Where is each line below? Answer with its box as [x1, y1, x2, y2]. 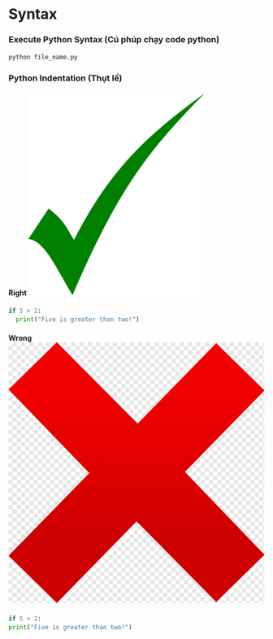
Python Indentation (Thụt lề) [8, 72, 123, 84]
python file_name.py [8, 54, 79, 62]
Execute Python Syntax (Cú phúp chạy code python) [8, 34, 220, 46]
